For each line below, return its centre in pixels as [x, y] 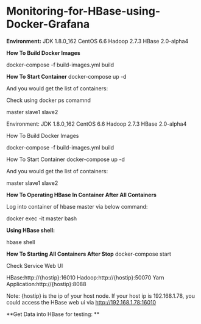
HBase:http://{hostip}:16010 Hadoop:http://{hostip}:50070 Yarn [85, 277]
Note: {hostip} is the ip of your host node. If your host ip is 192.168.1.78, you [101, 296]
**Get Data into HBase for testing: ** [53, 314]
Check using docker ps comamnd [49, 100]
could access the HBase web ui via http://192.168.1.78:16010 [81, 302]
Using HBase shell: [31, 230]
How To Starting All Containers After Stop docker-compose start [89, 254]
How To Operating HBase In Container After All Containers [82, 195]
